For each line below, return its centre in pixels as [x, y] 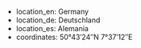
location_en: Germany [52, 12]
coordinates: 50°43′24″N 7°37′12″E [74, 37]
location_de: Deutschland [58, 20]
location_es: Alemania [52, 28]
